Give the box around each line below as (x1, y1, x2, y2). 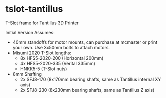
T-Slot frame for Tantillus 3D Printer (5, 20, 79, 26)
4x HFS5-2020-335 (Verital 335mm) (20, 60, 95, 66)
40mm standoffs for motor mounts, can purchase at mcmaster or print (12, 39, 158, 45)
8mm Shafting (12, 71, 42, 77)
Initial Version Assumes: (5, 29, 55, 35)
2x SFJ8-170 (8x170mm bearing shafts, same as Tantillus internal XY (20, 76, 161, 82)
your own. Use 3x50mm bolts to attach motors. (12, 44, 110, 50)
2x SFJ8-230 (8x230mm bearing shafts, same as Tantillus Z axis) (20, 87, 155, 93)
